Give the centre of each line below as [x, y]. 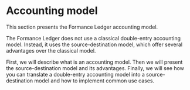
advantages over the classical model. [51, 50]
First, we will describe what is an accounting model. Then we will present [94, 62]
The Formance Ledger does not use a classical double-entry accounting [93, 38]
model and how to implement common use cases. [94, 81]
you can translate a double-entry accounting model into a [76, 74]
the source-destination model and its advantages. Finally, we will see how [95, 68]
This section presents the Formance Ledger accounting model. [82, 27]
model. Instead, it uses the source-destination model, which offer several [94, 44]
